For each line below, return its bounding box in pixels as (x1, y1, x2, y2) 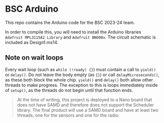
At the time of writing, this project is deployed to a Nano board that (17, 97, 152, 102)
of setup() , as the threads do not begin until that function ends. (5, 87, 134, 93)
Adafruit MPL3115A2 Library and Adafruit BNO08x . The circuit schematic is (5, 34, 156, 40)
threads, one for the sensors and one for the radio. (17, 112, 120, 118)
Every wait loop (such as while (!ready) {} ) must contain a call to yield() (5, 66, 156, 72)
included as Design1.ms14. (5, 39, 58, 45)
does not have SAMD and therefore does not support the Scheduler (17, 102, 154, 108)
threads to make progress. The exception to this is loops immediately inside (5, 82, 158, 88)
